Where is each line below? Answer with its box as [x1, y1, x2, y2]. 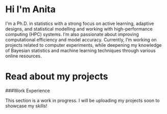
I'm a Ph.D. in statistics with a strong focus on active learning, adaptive [5, 20, 154, 26]
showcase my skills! [5, 103, 47, 109]
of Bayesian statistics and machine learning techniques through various [5, 47, 156, 53]
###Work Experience [5, 88, 50, 94]
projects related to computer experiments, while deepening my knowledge [5, 42, 162, 48]
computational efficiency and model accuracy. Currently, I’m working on [5, 37, 157, 43]
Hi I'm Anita [5, 4, 56, 15]
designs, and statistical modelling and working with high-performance [5, 25, 153, 32]
